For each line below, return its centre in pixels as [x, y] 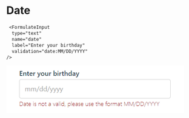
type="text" [27, 33]
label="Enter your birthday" [48, 45]
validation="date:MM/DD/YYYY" [50, 51]
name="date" [27, 39]
